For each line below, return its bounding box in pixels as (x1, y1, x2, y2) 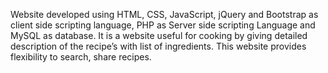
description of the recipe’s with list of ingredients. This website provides (10, 40, 307, 52)
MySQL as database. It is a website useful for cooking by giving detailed (10, 30, 308, 41)
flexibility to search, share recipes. (10, 51, 152, 63)
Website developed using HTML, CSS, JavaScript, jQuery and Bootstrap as (10, 9, 319, 20)
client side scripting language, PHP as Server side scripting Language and (10, 19, 316, 31)
